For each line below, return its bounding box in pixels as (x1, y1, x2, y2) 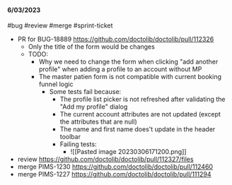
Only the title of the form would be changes (28, 42, 156, 51)
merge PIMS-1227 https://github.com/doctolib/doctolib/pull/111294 (17, 170, 211, 179)
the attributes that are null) (59, 117, 138, 126)
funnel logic (38, 80, 74, 88)
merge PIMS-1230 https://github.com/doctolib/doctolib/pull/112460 (17, 162, 214, 171)
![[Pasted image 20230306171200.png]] (70, 148, 187, 156)
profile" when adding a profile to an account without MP (38, 65, 202, 73)
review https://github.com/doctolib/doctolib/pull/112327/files (17, 155, 194, 164)
